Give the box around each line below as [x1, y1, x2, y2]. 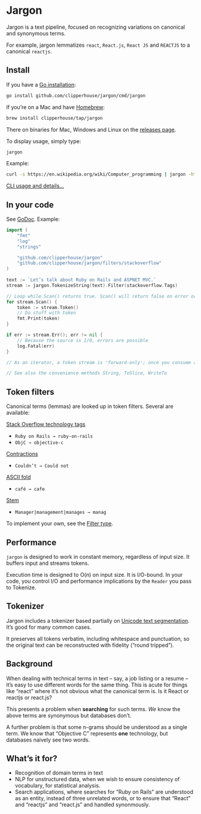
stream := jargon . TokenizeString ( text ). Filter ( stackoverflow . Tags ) [6, 282, 178, 288]
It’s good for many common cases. [6, 624, 92, 631]
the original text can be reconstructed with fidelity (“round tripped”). [6, 641, 175, 649]
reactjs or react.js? [6, 694, 52, 701]
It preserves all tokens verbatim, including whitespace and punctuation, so [6, 635, 190, 642]
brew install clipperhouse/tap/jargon [6, 115, 103, 121]
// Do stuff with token [17, 310, 77, 316]
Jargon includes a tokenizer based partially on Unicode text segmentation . [6, 617, 190, 624]
